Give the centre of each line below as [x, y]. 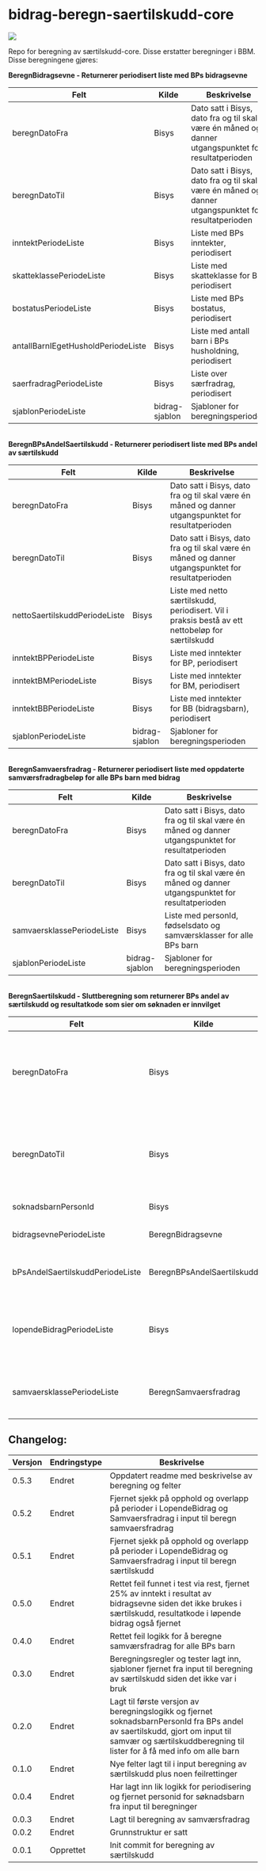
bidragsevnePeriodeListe [59, 1234]
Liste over [209, 373]
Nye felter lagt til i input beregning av [178, 1763]
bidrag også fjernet [145, 1623]
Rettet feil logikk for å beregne [166, 1636]
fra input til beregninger [154, 1806]
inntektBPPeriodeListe [53, 658]
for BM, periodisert [205, 685]
